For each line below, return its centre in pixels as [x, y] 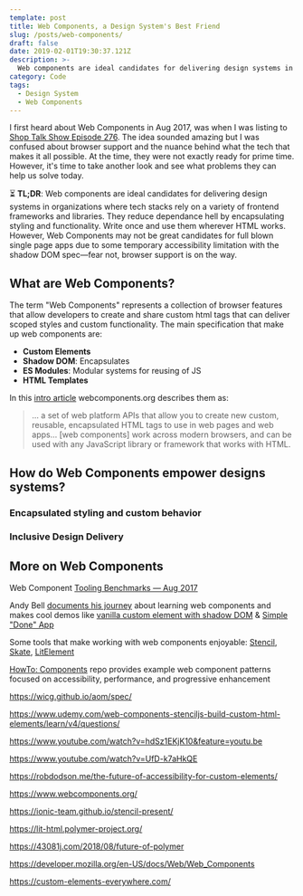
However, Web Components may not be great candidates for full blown [142, 235]
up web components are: [56, 334]
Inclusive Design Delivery [66, 537]
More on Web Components [87, 566]
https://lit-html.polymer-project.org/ [76, 829]
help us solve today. [47, 176]
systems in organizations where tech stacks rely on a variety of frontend [144, 207]
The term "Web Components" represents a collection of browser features [146, 305]
